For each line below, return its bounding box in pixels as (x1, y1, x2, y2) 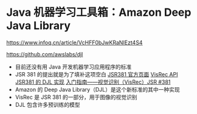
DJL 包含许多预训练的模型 (15, 101, 80, 108)
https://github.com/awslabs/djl (6, 50, 83, 58)
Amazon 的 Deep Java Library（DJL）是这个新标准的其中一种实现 (15, 85, 181, 93)
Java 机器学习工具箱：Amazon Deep (6, 5, 192, 19)
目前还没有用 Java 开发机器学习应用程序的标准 (15, 63, 132, 70)
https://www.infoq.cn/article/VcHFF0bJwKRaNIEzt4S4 (6, 39, 143, 46)
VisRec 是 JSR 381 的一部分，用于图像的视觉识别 (15, 93, 137, 101)
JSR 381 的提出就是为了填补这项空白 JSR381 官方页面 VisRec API (15, 70, 178, 78)
